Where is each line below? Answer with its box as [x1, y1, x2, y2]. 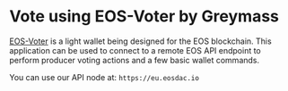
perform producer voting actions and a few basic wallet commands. [9, 54, 260, 65]
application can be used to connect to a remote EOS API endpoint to [9, 45, 262, 55]
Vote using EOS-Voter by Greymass [9, 6, 280, 27]
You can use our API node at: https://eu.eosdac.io [9, 71, 200, 82]
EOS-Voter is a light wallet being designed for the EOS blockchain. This [9, 36, 272, 46]
